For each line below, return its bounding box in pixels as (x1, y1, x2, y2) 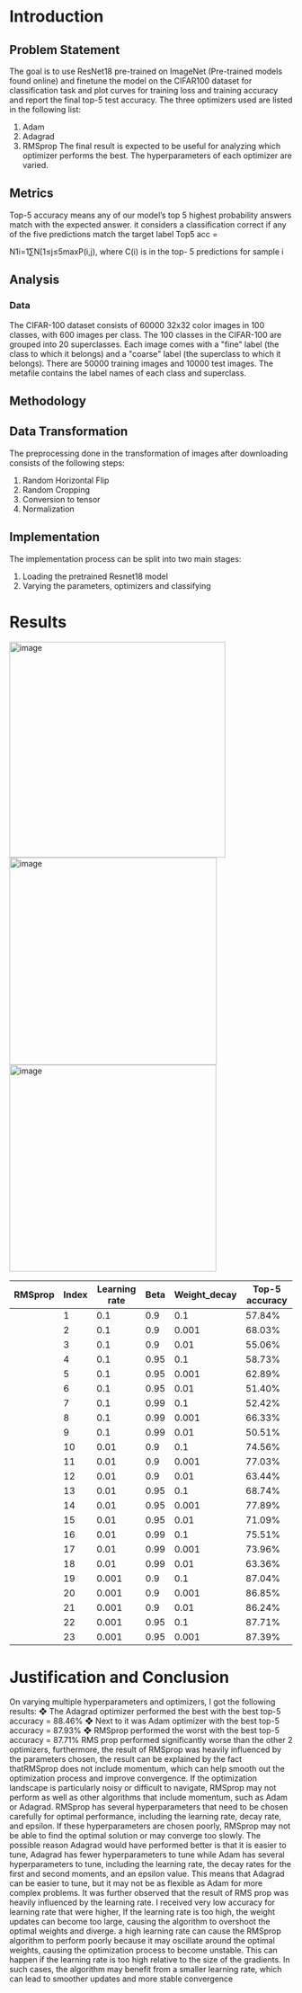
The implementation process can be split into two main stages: (9, 553, 242, 564)
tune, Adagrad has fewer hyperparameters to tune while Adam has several (9, 1849, 285, 1860)
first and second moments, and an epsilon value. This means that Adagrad (9, 1868, 285, 1880)
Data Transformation (9, 424, 129, 440)
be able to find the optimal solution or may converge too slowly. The (9, 1830, 262, 1841)
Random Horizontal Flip (22, 475, 110, 485)
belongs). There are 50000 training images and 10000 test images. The (9, 358, 274, 369)
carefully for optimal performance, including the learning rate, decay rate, (9, 1811, 281, 1822)
